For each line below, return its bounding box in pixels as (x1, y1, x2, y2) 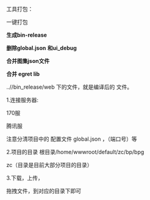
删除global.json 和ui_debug (6, 45, 77, 51)
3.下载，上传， (6, 174, 44, 182)
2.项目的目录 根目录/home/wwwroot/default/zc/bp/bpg (6, 149, 145, 155)
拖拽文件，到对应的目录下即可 (6, 187, 81, 194)
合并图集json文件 (6, 57, 50, 64)
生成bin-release (6, 31, 48, 39)
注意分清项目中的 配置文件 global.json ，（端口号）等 (6, 135, 137, 143)
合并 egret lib (6, 70, 40, 78)
